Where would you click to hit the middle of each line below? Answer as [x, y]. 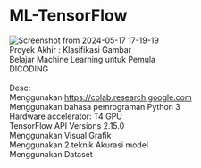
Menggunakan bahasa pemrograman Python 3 [95, 106]
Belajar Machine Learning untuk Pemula [83, 59]
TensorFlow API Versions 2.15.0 [67, 125]
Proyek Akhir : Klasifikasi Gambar [71, 49]
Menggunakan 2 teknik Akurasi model [79, 145]
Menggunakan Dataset [51, 154]
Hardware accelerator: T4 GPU [66, 116]
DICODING [29, 69]
